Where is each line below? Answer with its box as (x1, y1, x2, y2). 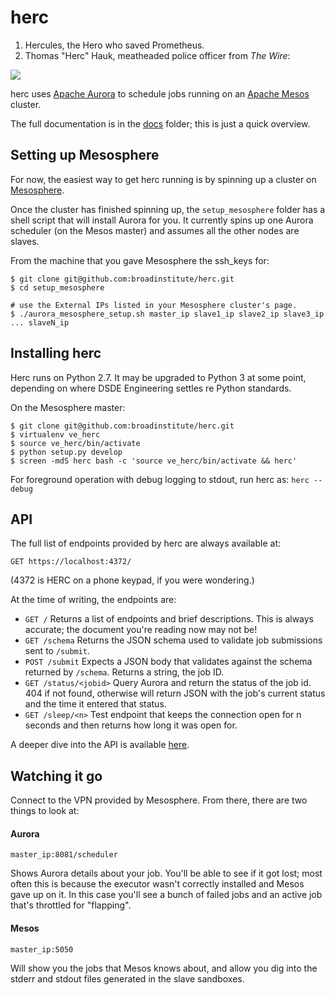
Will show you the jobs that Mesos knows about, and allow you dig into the (10, 962, 318, 974)
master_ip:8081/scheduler (10, 850, 118, 860)
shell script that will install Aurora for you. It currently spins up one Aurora (10, 214, 314, 226)
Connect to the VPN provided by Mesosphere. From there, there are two (10, 794, 308, 806)
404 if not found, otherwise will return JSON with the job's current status (24, 687, 326, 700)
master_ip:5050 (10, 944, 74, 955)
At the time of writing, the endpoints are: (10, 594, 177, 606)
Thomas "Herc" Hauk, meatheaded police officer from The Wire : (24, 49, 291, 61)
